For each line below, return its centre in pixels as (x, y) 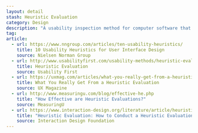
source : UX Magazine (42, 88)
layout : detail (25, 11)
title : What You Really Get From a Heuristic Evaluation (88, 83)
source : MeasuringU (41, 104)
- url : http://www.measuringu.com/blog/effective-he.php (83, 94)
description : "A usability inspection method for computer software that (99, 28)
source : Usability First (47, 72)
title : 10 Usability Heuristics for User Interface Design (91, 50)
